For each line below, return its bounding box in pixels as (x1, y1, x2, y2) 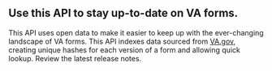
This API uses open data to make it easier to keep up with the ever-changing (8, 27, 264, 37)
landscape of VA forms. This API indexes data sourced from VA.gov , (8, 36, 236, 46)
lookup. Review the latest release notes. (8, 53, 142, 63)
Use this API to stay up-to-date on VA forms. (8, 6, 239, 20)
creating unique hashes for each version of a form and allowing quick (8, 44, 241, 55)
